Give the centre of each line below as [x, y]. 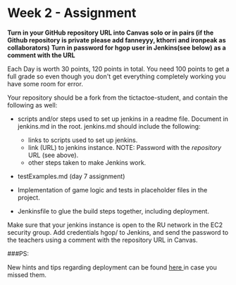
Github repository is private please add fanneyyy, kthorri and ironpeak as [117, 40]
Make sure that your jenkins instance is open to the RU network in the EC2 [115, 225]
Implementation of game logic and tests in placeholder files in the [112, 190]
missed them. [27, 274]
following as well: [32, 105]
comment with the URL [41, 55]
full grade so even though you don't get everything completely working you [117, 76]
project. [29, 197]
